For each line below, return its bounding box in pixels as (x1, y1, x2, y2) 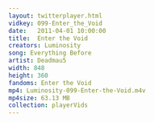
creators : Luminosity (8, 42, 81, 50)
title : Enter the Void (8, 34, 89, 43)
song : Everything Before (8, 49, 92, 57)
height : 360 (8, 71, 48, 79)
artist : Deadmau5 (8, 57, 67, 65)
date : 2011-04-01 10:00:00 (8, 26, 106, 35)
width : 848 (8, 64, 45, 72)
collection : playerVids (8, 101, 89, 109)
